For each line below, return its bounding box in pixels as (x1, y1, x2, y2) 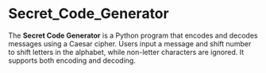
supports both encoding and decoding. (8, 56, 137, 65)
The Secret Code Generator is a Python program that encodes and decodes (8, 31, 258, 40)
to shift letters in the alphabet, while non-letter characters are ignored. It (8, 47, 245, 57)
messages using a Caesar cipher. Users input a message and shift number (8, 38, 252, 48)
